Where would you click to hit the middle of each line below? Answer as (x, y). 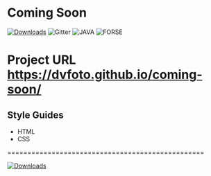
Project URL (42, 60)
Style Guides (35, 115)
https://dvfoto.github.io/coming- (105, 75)
